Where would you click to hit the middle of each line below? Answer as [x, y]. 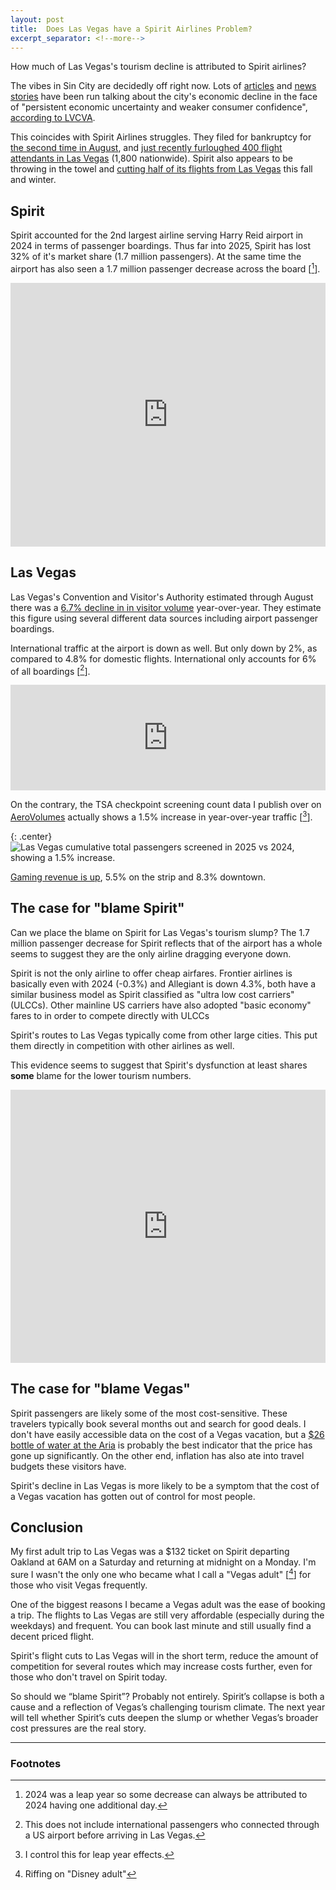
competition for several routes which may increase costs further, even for [161, 1667]
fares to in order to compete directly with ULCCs [110, 1015]
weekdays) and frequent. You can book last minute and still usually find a [161, 1626]
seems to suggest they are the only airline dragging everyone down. [151, 953]
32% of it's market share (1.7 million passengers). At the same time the [156, 257]
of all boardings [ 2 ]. [50, 670]
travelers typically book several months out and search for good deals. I [158, 1423]
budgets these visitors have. [68, 1466]
